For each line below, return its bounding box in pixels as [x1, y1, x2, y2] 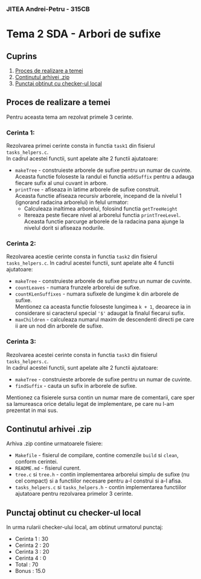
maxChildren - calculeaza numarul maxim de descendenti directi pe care [14, 316, 194, 323]
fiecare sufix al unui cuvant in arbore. [14, 180, 108, 187]
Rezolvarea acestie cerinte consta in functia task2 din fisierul [6, 253, 158, 261]
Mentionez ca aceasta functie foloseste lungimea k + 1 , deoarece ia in [14, 303, 191, 311]
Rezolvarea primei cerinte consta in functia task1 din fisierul [6, 142, 155, 150]
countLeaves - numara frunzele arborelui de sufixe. [14, 284, 141, 291]
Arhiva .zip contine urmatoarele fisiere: [6, 440, 103, 448]
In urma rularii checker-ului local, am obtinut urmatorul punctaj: [6, 524, 163, 531]
